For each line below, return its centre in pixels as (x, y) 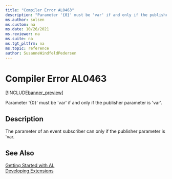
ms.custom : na (20, 24)
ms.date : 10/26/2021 (27, 29)
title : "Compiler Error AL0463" (40, 10)
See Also (20, 153)
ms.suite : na (19, 39)
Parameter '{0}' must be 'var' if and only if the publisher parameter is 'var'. (84, 103)
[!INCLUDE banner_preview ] (35, 93)
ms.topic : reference (27, 48)
